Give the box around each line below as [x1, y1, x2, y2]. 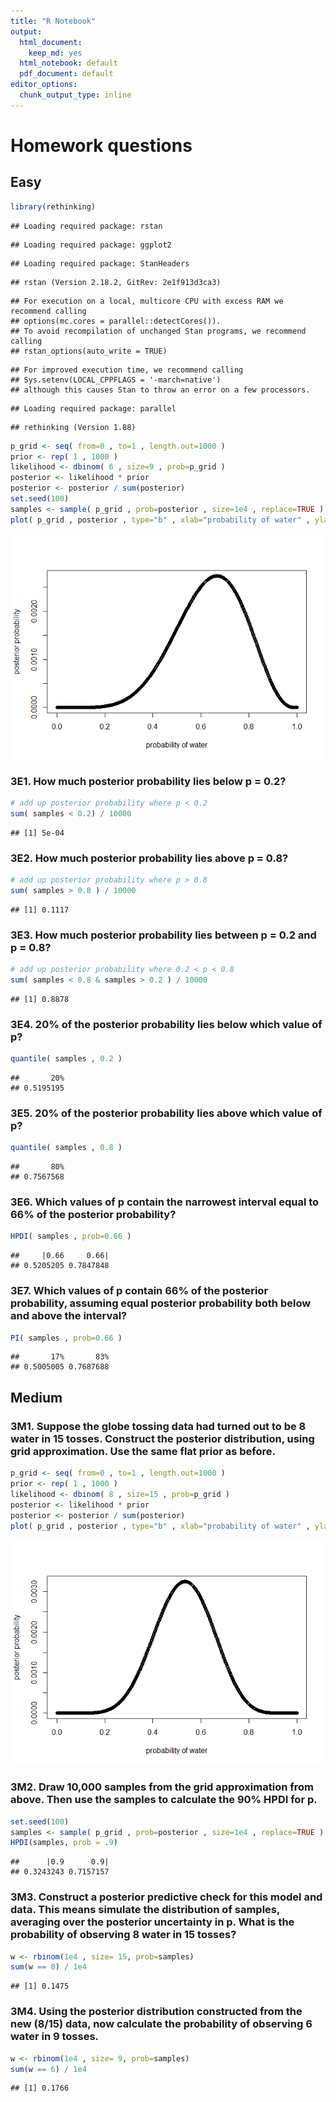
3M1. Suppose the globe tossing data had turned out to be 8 [10, 1419, 307, 1433]
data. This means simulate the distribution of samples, [10, 1903, 280, 1917]
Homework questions [10, 134, 193, 157]
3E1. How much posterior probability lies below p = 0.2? [10, 774, 287, 788]
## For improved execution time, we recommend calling [10, 365, 244, 375]
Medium [10, 1389, 63, 1406]
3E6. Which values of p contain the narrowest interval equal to [10, 1195, 320, 1209]
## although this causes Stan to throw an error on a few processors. [10, 385, 311, 395]
